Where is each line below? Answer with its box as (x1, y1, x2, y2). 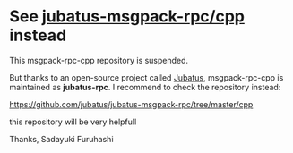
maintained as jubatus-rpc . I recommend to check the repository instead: (9, 81, 281, 92)
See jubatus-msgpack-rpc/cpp (9, 6, 245, 27)
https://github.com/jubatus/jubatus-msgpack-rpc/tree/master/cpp (9, 98, 254, 109)
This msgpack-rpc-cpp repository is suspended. (9, 55, 189, 65)
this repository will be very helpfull (9, 116, 137, 127)
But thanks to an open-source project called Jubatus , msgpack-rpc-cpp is (9, 72, 284, 82)
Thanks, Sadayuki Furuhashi (9, 133, 114, 144)
